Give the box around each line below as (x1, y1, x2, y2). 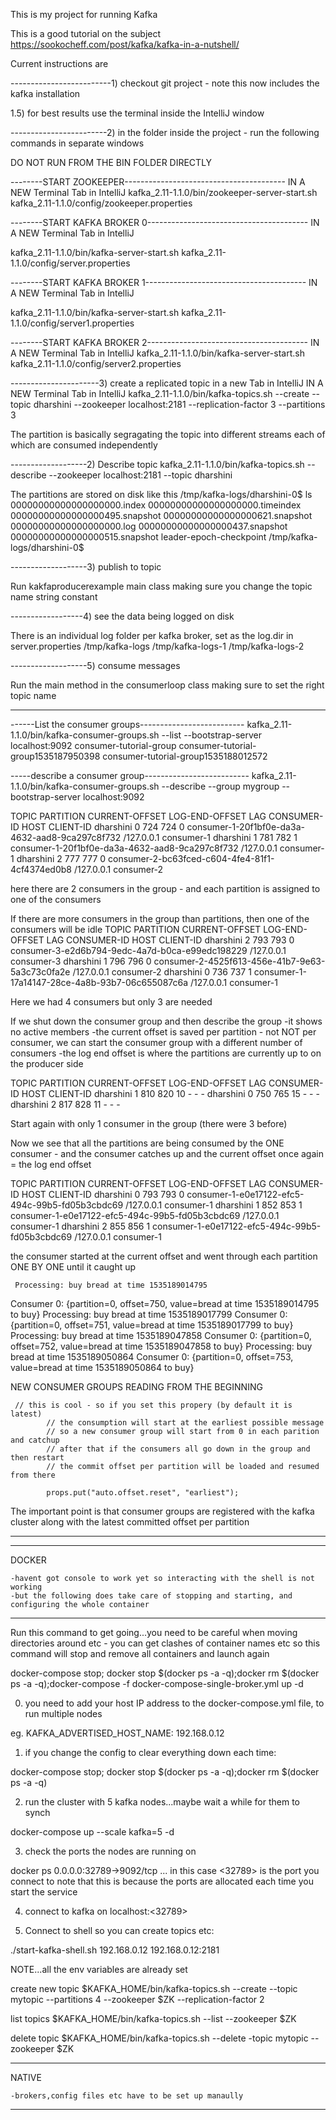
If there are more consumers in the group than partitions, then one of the (10, 913, 310, 924)
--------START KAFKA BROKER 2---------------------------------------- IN (10, 337, 320, 348)
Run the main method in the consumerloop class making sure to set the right (10, 679, 325, 691)
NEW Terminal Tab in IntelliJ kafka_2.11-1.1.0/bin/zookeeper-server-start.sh (10, 187, 318, 198)
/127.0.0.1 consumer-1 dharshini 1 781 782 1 (123, 832, 298, 843)
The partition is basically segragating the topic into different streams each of (10, 429, 326, 440)
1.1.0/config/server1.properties (10, 317, 135, 329)
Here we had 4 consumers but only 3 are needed (10, 996, 213, 1008)
